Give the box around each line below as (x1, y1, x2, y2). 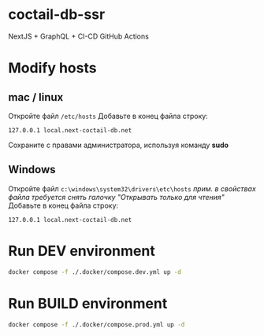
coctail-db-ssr (8, 6, 106, 24)
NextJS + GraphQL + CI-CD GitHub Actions (8, 31, 150, 41)
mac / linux (8, 90, 64, 104)
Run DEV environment (8, 242, 155, 260)
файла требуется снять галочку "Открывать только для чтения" (8, 192, 225, 201)
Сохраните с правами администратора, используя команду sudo (8, 140, 229, 150)
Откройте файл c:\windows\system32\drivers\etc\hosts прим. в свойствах (8, 183, 256, 194)
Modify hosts (8, 59, 97, 77)
